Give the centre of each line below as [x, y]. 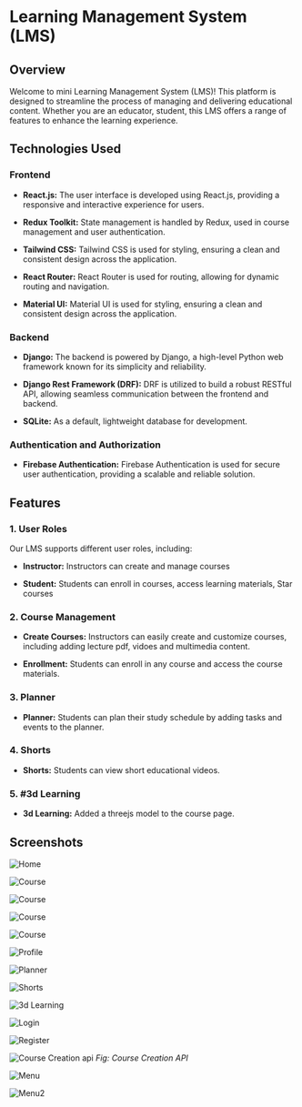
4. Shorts [30, 750]
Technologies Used [65, 149]
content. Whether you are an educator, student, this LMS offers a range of [148, 111]
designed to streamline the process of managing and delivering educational [151, 101]
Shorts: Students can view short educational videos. [121, 770]
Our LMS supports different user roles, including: [101, 548]
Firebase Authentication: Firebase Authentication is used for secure [151, 465]
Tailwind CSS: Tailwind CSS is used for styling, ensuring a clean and [151, 249]
